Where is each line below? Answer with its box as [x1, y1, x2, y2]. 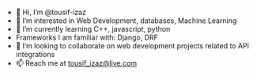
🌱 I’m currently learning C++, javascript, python [15, 25, 171, 33]
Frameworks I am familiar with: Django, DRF [15, 32, 158, 42]
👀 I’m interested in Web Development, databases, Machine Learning [15, 16, 237, 25]
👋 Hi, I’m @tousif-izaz [15, 8, 87, 17]
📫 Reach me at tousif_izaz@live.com [15, 59, 137, 67]
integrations [15, 50, 55, 59]
